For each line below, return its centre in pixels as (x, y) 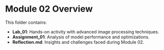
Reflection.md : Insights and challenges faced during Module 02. (78, 42)
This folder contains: (26, 22)
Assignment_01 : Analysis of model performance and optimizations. (81, 37)
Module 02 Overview (49, 9)
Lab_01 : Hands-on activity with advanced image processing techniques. (86, 32)
